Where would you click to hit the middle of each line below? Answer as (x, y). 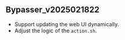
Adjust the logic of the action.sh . (56, 30)
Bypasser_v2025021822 (53, 10)
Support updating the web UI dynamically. (67, 24)
